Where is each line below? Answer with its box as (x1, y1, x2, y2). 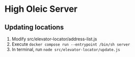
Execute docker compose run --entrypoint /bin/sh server (11, 41, 130, 47)
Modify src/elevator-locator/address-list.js (11, 36, 97, 42)
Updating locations (4, 23, 64, 31)
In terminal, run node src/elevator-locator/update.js (11, 47, 120, 52)
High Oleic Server (4, 3, 78, 15)
